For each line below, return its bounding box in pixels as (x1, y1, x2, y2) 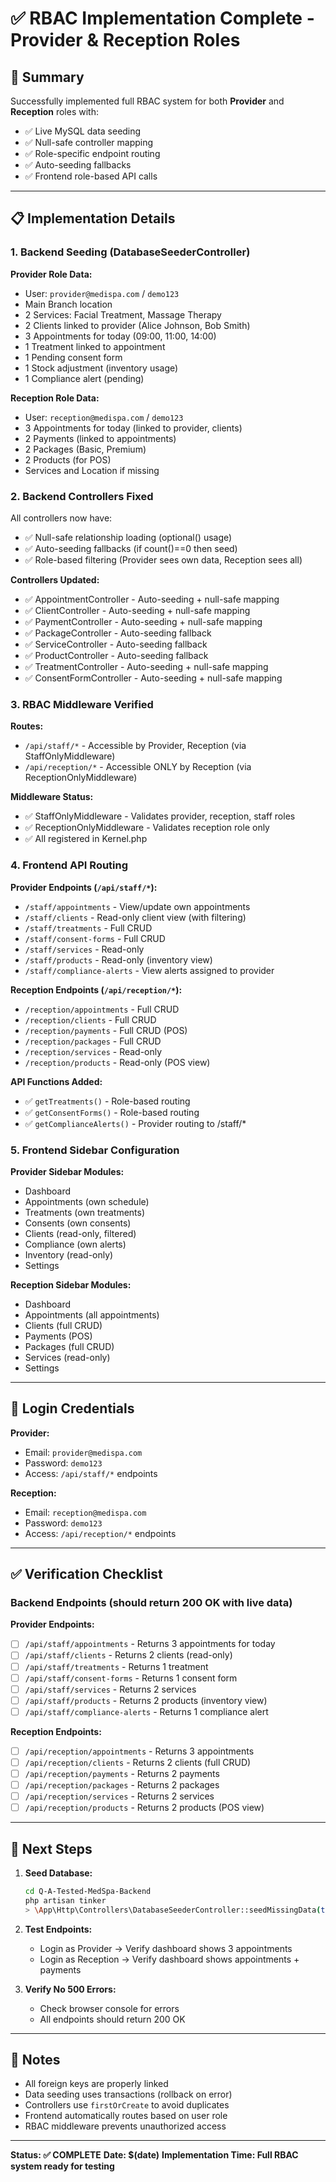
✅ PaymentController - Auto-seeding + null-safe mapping (24, 615, 263, 627)
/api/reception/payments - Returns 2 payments (24, 1767, 220, 1779)
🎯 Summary (10, 68, 85, 86)
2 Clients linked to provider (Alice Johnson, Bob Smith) (24, 319, 251, 331)
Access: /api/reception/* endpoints (24, 1527, 177, 1539)
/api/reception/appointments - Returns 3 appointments (24, 1745, 255, 1757)
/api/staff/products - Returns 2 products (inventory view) (24, 1694, 268, 1706)
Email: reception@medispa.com (24, 1506, 147, 1518)
